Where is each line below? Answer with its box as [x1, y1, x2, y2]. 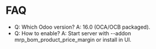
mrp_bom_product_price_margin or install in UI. [14, 36, 131, 43]
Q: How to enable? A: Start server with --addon [14, 29, 131, 36]
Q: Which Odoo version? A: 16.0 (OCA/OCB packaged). [14, 23, 151, 30]
